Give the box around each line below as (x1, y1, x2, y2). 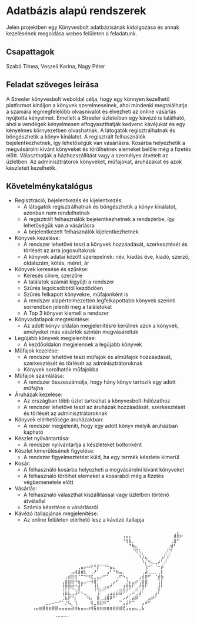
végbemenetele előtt (23, 479, 74, 486)
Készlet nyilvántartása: (14, 435, 70, 442)
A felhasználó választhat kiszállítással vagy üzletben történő (23, 491, 169, 499)
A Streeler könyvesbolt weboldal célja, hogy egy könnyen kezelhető (6, 95, 170, 103)
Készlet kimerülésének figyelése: (14, 447, 95, 454)
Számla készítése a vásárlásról (23, 504, 98, 511)
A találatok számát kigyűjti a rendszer (23, 278, 115, 285)
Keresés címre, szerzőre (23, 272, 82, 279)
